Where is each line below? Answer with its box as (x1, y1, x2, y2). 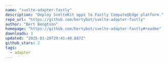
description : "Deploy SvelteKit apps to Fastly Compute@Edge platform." (5, 12, 164, 17)
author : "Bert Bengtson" (5, 21, 58, 27)
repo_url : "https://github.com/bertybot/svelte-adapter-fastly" (5, 17, 145, 22)
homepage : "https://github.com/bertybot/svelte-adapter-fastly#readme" (5, 26, 161, 31)
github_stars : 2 (5, 41, 40, 46)
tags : (5, 45, 17, 50)
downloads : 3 (5, 31, 33, 36)
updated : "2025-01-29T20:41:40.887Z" (5, 36, 86, 41)
